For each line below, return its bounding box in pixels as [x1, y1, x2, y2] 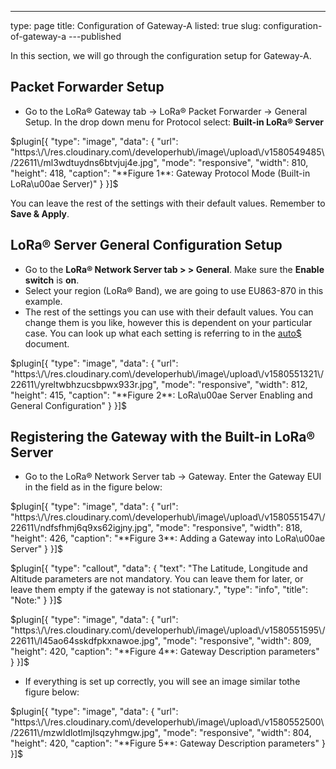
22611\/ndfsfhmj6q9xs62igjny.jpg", [10, 522, 154, 534]
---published [68, 31, 122, 42]
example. [24, 295, 63, 307]
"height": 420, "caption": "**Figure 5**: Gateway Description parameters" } [10, 737, 326, 750]
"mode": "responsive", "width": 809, [162, 635, 312, 647]
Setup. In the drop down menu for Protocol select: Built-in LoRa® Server [24, 116, 324, 128]
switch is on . [24, 274, 80, 286]
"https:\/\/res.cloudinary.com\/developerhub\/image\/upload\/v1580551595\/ [10, 624, 326, 636]
